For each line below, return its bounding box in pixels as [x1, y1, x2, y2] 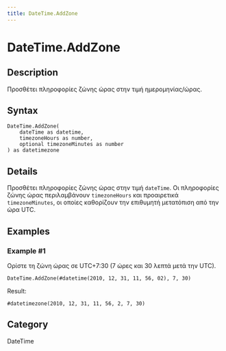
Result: [7, 287, 27, 295]
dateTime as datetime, [19, 129, 84, 136]
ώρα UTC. [7, 206, 36, 214]
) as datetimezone [7, 147, 60, 154]
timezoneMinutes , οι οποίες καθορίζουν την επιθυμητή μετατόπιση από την [7, 198, 219, 206]
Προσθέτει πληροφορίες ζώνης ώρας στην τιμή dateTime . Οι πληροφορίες [7, 184, 219, 192]
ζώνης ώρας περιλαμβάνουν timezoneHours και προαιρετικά [7, 191, 179, 199]
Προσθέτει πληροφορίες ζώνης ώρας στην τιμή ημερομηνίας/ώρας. [7, 85, 202, 93]
